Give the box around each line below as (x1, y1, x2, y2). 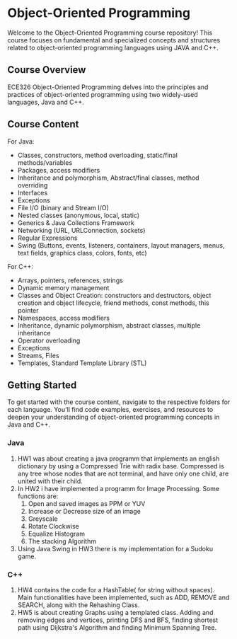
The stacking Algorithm (28, 536, 97, 546)
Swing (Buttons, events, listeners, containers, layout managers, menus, (17, 241, 225, 249)
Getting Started (7, 379, 77, 391)
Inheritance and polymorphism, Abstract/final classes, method (17, 173, 200, 182)
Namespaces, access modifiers (17, 313, 110, 322)
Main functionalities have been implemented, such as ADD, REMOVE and (17, 593, 230, 601)
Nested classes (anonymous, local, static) (17, 211, 140, 219)
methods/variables (17, 158, 73, 167)
